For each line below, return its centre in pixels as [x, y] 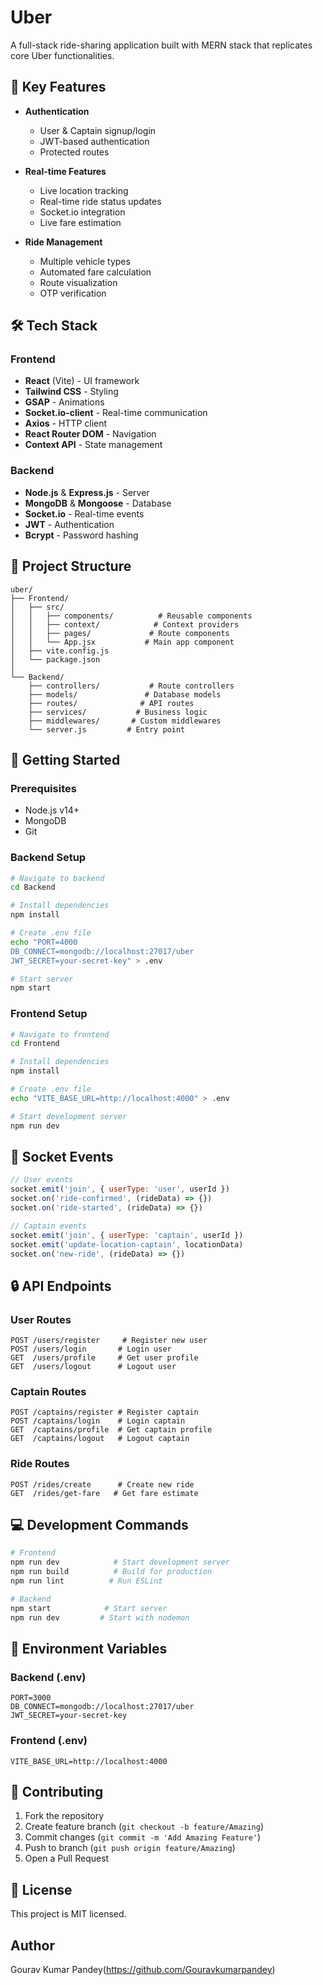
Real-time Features [65, 171]
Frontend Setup [49, 1014]
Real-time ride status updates [100, 201]
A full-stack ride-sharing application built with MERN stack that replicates [161, 45]
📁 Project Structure [71, 566]
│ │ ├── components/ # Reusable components [131, 616]
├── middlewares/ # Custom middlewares [125, 721]
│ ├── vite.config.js [60, 651]
